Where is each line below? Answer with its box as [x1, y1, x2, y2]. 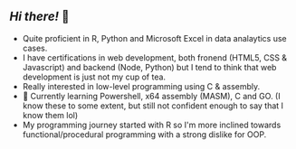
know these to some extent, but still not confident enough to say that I [22, 100, 283, 111]
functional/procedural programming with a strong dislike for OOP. [22, 128, 267, 140]
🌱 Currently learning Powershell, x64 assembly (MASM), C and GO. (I [22, 90, 281, 101]
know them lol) [22, 109, 79, 120]
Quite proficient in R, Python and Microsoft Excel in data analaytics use [22, 33, 287, 43]
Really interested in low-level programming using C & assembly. [22, 80, 261, 91]
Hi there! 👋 [9, 9, 70, 24]
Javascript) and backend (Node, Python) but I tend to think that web [22, 61, 277, 72]
